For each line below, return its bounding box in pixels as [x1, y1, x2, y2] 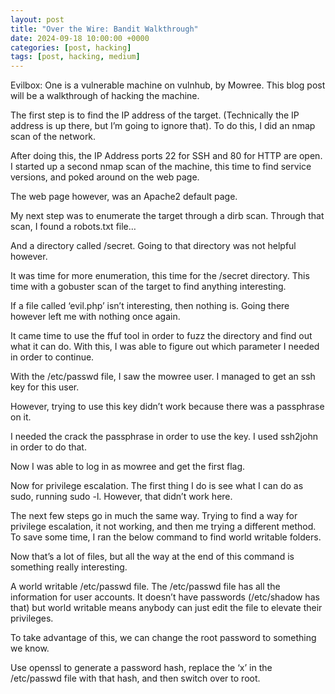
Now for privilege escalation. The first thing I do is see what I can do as [10, 480, 304, 492]
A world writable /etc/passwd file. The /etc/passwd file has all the [10, 581, 281, 593]
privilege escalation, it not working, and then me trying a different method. [10, 521, 317, 533]
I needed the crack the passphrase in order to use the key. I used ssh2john [10, 431, 318, 443]
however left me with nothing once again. [10, 311, 181, 323]
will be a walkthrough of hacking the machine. [10, 90, 200, 102]
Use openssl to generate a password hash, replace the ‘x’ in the [10, 662, 273, 674]
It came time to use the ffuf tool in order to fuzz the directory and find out [10, 330, 313, 342]
